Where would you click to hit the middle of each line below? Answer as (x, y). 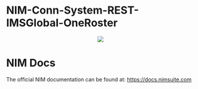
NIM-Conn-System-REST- (73, 10)
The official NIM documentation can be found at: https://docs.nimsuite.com (99, 79)
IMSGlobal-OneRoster (62, 23)
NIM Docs (31, 63)
